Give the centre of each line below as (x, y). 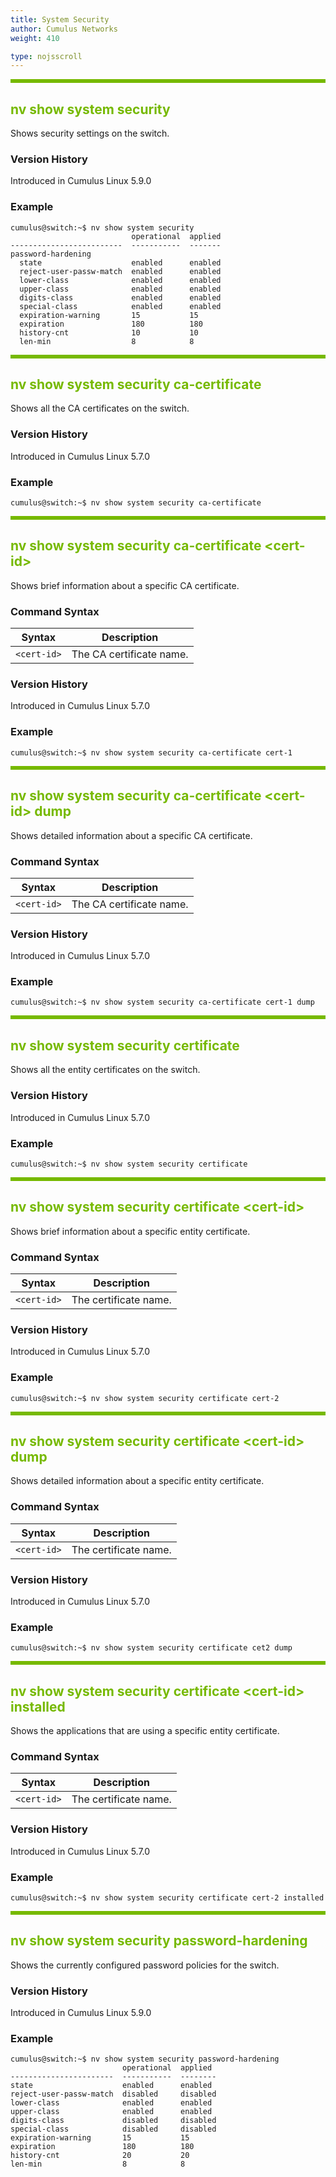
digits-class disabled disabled (113, 2121)
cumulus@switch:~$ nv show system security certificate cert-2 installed (167, 1897)
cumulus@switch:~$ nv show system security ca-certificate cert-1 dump (162, 1002)
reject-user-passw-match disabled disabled (113, 2094)
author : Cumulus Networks (64, 29)
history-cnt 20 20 (100, 2156)
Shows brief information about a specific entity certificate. (130, 1231)
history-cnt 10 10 (109, 332)
